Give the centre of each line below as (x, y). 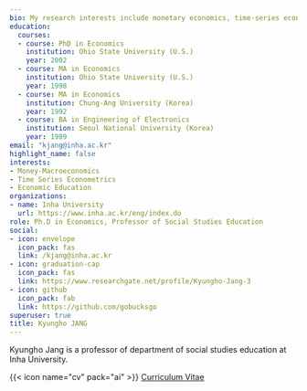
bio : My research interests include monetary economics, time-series (145, 18)
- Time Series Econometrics (63, 179)
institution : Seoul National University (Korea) (120, 129)
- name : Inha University (57, 205)
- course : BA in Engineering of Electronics (104, 120)
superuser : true (40, 315)
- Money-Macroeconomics (55, 171)
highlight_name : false (53, 153)
